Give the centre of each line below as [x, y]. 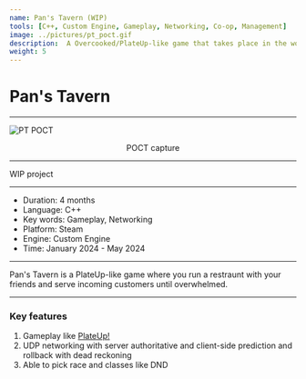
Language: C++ [52, 210]
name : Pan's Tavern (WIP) [58, 18]
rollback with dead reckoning [77, 355]
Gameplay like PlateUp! [66, 336]
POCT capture [153, 148]
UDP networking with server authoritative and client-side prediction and [158, 345]
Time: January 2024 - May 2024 [84, 249]
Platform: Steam [53, 229]
